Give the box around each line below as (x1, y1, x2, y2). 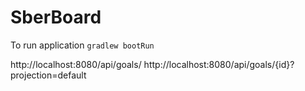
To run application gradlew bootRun (10, 39, 155, 51)
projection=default (10, 69, 87, 81)
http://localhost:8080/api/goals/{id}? (143, 58, 295, 70)
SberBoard (10, 6, 102, 29)
